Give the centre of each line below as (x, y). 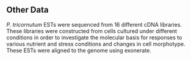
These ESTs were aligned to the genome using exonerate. (79, 50)
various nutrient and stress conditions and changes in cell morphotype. (96, 44)
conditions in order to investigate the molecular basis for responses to (94, 37)
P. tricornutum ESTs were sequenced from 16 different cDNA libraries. (94, 24)
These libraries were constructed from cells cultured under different (92, 31)
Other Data (27, 10)
